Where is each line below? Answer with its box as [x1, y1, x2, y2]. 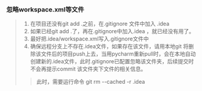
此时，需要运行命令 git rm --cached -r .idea [36, 78, 146, 86]
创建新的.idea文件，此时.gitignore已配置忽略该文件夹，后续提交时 [30, 58, 194, 65]
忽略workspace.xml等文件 [6, 5, 84, 13]
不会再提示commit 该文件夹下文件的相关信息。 [30, 65, 147, 73]
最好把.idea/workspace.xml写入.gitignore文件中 [30, 35, 149, 43]
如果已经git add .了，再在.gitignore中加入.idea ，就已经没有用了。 [30, 28, 195, 35]
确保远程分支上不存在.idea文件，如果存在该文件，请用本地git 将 [30, 43, 189, 50]
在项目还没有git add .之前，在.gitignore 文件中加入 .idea [30, 20, 170, 28]
